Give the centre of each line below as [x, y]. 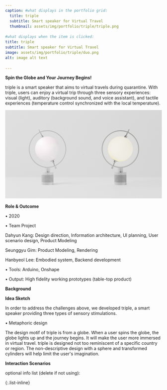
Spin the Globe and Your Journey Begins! [48, 78]
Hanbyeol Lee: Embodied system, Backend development [63, 260]
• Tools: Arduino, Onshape [32, 269]
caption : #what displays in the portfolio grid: [56, 10]
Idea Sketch [18, 298]
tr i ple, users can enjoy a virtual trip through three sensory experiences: [78, 93]
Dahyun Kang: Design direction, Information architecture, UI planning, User [82, 235]
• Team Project [21, 225]
